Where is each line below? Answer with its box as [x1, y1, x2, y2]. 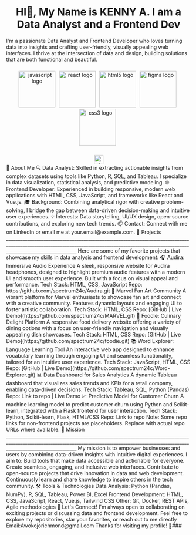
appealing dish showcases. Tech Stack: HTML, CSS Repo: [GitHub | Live [6, 331, 181, 338]
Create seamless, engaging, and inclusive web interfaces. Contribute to [6, 463, 179, 470]
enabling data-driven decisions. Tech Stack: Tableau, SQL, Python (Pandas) [6, 386, 190, 393]
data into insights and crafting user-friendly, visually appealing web [6, 43, 169, 51]
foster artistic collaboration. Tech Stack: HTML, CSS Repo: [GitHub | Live [6, 305, 182, 313]
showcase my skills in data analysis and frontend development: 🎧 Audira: [6, 254, 185, 261]
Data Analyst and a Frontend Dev [16, 18, 181, 31]
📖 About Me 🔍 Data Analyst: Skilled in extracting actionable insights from [6, 164, 183, 171]
